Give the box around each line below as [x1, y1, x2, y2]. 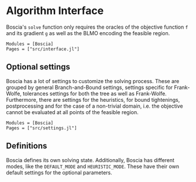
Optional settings [6, 62, 70, 72]
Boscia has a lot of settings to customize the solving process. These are [6, 77, 180, 84]
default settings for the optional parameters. [6, 169, 112, 176]
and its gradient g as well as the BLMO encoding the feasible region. [6, 29, 170, 36]
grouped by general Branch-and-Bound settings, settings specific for [6, 84, 173, 91]
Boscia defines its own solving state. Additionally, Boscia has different [6, 156, 174, 163]
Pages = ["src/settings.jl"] [6, 125, 77, 131]
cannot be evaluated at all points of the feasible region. [6, 108, 139, 115]
